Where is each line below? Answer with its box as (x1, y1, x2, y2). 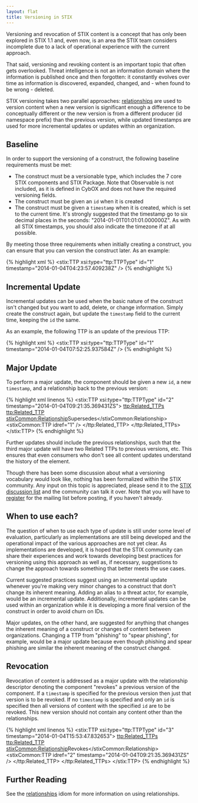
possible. (14, 229, 37, 236)
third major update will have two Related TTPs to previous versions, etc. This (6, 445, 192, 452)
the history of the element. (6, 457, 71, 464)
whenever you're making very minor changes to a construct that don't (6, 583, 176, 590)
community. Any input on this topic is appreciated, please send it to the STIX (6, 482, 192, 489)
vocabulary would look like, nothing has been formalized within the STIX (6, 475, 181, 482)
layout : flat (6, 8, 38, 15)
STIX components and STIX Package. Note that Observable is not (14, 179, 174, 186)
